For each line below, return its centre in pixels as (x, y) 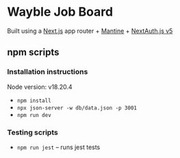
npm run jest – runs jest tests (59, 147)
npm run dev (34, 115)
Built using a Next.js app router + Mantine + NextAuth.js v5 (90, 31)
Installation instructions (48, 72)
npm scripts (33, 52)
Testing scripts (33, 132)
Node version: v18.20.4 (40, 87)
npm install (34, 101)
